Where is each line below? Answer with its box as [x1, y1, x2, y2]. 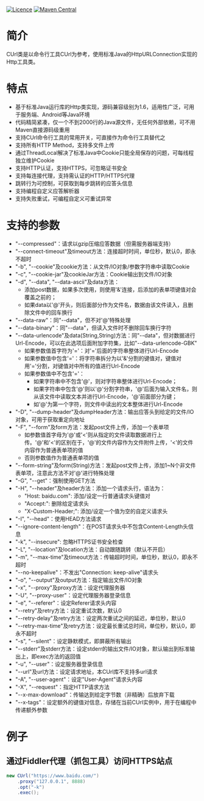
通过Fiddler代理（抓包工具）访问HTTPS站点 [6, 756, 173, 767]
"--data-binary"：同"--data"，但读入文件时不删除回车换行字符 [15, 324, 172, 331]
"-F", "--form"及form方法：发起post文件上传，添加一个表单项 [15, 423, 169, 430]
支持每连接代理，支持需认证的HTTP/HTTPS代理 [15, 172, 135, 179]
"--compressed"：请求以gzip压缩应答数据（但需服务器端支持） [15, 240, 174, 247]
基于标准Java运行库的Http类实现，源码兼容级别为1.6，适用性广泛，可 [15, 103, 189, 110]
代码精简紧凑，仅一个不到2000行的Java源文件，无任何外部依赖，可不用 [15, 118, 196, 125]
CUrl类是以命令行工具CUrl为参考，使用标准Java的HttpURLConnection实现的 [6, 50, 198, 57]
